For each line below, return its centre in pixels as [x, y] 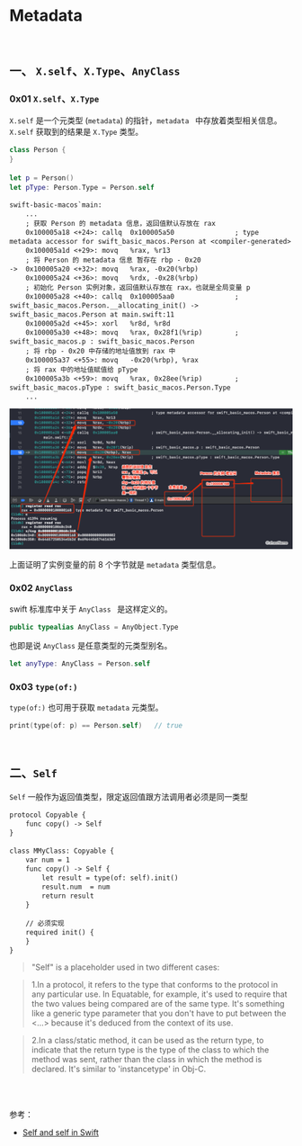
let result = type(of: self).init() [110, 878]
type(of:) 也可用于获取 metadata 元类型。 [86, 707]
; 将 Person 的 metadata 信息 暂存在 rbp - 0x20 [113, 260]
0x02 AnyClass [41, 588]
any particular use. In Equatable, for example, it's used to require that [159, 994]
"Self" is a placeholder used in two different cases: [125, 967]
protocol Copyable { [48, 815]
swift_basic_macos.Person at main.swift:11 [92, 315]
